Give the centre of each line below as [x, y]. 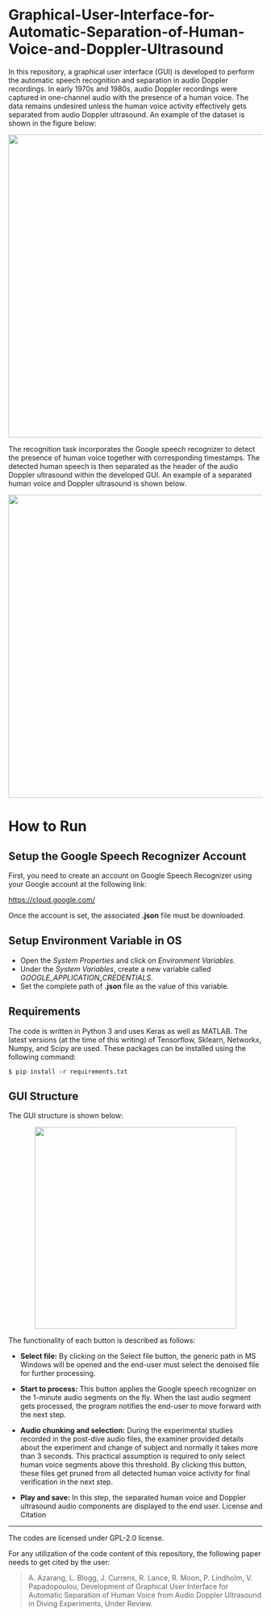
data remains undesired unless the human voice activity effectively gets [128, 106]
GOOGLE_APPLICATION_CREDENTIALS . [86, 977]
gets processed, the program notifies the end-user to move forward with [140, 1406]
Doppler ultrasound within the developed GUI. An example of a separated [130, 475]
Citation [33, 1515]
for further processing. [58, 1373]
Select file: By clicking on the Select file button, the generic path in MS [138, 1357]
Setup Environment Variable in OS [95, 941]
